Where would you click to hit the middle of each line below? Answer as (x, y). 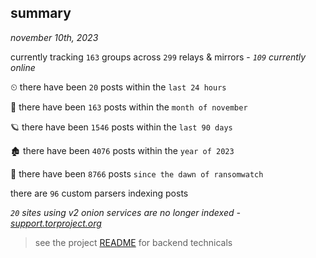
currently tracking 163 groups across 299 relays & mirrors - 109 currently (158, 57)
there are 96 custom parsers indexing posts (99, 193)
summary (41, 13)
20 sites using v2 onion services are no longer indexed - (125, 212)
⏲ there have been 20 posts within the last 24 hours (118, 87)
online (23, 67)
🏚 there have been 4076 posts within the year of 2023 (122, 150)
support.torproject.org (56, 223)
